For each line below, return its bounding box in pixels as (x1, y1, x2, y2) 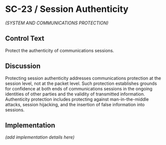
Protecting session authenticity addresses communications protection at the (5, 75, 162, 81)
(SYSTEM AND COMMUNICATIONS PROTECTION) (5, 20, 109, 26)
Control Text (5, 34, 45, 43)
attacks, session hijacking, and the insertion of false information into (5, 101, 145, 107)
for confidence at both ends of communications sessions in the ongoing (5, 85, 153, 91)
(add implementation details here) (5, 134, 75, 140)
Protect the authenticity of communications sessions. (5, 47, 114, 53)
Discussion (5, 62, 41, 71)
